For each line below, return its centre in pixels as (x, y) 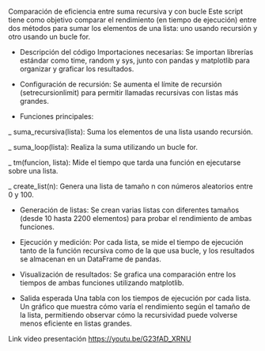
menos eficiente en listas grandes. (76, 323)
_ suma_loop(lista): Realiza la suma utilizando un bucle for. (103, 147)
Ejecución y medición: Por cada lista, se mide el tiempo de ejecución (131, 242)
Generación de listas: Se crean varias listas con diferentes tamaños (129, 210)
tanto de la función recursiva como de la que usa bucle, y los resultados (137, 250)
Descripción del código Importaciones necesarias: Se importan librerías (136, 52)
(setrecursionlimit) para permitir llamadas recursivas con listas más (129, 93)
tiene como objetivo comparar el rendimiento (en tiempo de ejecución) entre (132, 20)
